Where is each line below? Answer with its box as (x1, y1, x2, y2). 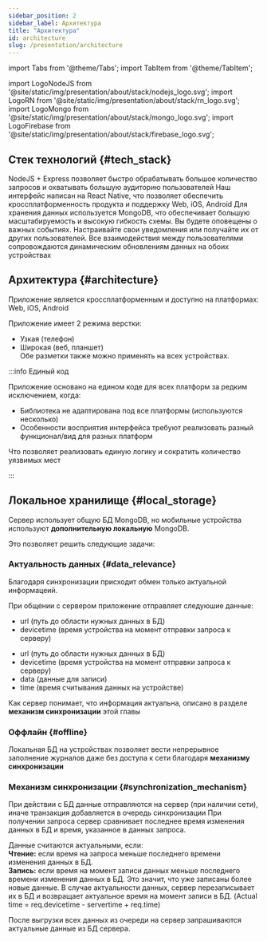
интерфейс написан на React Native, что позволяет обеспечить (8, 191, 223, 200)
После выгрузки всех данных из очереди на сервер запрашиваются (8, 915, 241, 925)
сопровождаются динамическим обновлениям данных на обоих (8, 241, 230, 251)
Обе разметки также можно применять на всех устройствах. (19, 350, 230, 360)
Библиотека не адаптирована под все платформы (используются (19, 405, 243, 415)
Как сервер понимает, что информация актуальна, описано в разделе (8, 698, 248, 707)
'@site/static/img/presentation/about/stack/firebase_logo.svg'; (8, 129, 215, 140)
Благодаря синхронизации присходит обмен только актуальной (8, 576, 227, 587)
